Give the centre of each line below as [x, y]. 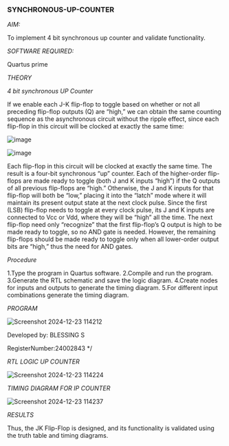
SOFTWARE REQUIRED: [41, 51]
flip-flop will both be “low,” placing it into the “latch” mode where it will [107, 196]
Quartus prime [28, 65]
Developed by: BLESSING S [46, 335]
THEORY [20, 78]
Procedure [22, 260]
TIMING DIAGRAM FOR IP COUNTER [59, 388]
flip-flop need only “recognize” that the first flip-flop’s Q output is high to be [115, 225]
